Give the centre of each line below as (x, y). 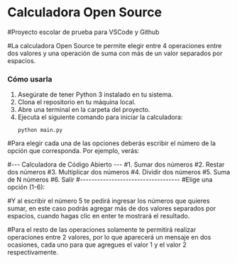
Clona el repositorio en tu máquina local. (77, 102)
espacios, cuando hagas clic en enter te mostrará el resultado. (99, 216)
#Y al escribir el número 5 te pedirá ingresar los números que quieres (109, 201)
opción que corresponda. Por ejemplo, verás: (73, 151)
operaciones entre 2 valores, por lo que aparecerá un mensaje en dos (109, 237)
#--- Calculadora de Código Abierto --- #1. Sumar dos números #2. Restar (116, 164)
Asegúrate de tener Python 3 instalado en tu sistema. (95, 95)
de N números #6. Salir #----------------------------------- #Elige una (110, 180)
